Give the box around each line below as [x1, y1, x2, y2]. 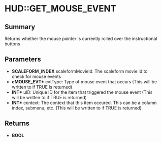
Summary [4, 23, 35, 31]
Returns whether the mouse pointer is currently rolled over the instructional [4, 35, 157, 41]
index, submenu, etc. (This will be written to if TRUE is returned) [11, 105, 142, 111]
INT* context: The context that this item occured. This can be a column [11, 100, 157, 106]
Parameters [4, 55, 41, 64]
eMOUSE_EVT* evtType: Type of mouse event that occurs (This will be [11, 78, 157, 84]
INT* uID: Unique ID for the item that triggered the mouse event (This [11, 89, 153, 95]
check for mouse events [11, 73, 61, 79]
